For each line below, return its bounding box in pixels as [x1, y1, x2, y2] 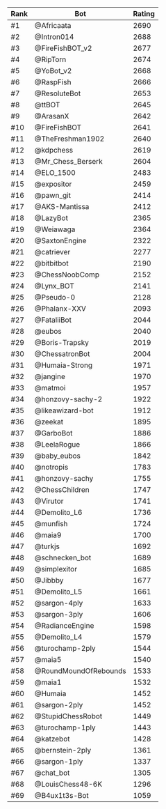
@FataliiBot [34, 315, 72, 325]
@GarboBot [34, 429, 73, 438]
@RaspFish [34, 77, 72, 86]
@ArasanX [34, 111, 69, 121]
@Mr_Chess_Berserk [34, 157, 103, 166]
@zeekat [34, 417, 64, 426]
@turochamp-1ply [34, 723, 96, 732]
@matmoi [34, 383, 66, 392]
